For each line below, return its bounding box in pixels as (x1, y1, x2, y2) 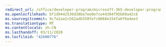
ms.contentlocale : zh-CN (5, 25, 56, 30)
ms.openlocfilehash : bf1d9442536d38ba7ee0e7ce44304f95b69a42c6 (5, 12, 138, 17)
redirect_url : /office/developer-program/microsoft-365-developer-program (5, 7, 163, 12)
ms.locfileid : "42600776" (5, 35, 58, 40)
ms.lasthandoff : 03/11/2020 (5, 30, 63, 35)
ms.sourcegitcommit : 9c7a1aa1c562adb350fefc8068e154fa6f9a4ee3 (5, 16, 138, 21)
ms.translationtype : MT (5, 21, 54, 26)
